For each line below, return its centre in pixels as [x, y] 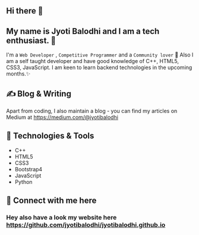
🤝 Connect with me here [51, 201]
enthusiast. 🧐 [31, 40]
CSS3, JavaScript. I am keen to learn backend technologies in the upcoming [99, 68]
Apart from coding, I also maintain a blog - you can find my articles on [92, 111]
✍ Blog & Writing [39, 94]
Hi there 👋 [25, 11]
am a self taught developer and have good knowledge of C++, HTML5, [93, 61]
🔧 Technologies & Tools [50, 136]
